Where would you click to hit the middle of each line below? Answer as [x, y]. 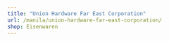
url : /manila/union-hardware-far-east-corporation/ [84, 20]
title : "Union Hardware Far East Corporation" [77, 14]
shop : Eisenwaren [33, 26]
